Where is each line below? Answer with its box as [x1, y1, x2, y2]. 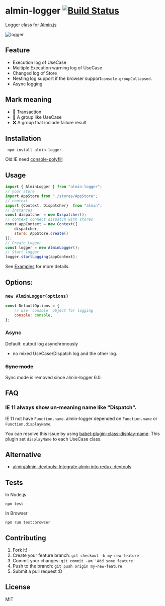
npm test [5, 501, 24, 506]
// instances [5, 208, 33, 213]
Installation [5, 134, 41, 143]
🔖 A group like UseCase [12, 114, 62, 120]
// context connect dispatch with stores [5, 217, 94, 222]
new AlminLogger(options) [5, 293, 69, 299]
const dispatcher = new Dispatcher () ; [5, 212, 87, 217]
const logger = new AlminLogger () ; [5, 245, 80, 250]
